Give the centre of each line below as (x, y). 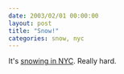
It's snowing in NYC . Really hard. (62, 61)
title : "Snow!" (34, 31)
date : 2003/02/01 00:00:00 (54, 16)
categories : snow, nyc (46, 38)
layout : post (30, 23)
